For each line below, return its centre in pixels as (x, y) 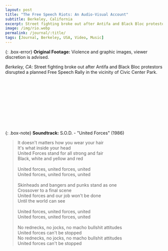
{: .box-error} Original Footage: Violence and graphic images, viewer (76, 52)
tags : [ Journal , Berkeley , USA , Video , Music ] (54, 38)
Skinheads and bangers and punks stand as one (67, 185)
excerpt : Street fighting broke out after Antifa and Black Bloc (74, 24)
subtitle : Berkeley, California (39, 19)
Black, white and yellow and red (50, 158)
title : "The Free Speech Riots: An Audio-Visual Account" (67, 14)
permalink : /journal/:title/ (35, 33)
